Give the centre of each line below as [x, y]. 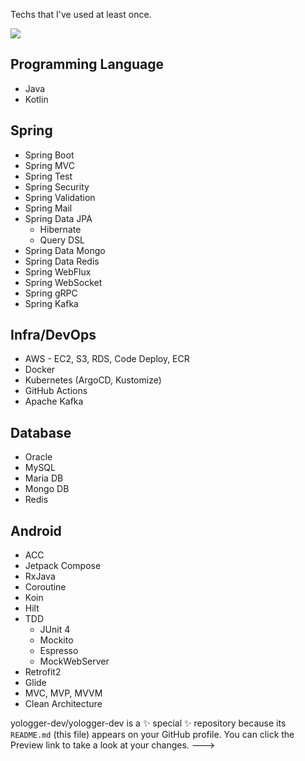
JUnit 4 [55, 630]
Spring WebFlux [58, 271]
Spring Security [57, 186]
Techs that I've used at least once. [81, 14]
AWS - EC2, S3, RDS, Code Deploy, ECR [107, 359]
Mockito [56, 640]
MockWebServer [74, 661]
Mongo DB [47, 489]
